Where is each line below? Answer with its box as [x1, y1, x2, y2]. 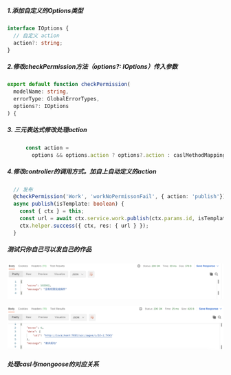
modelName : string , [13, 88, 69, 96]
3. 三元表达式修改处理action [7, 126, 87, 134]
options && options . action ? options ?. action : [32, 151, 170, 158]
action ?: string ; [13, 39, 63, 46]
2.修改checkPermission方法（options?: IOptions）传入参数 [7, 63, 178, 71]
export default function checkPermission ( [7, 81, 131, 88]
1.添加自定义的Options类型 [7, 6, 84, 14]
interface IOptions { [7, 25, 69, 32]
